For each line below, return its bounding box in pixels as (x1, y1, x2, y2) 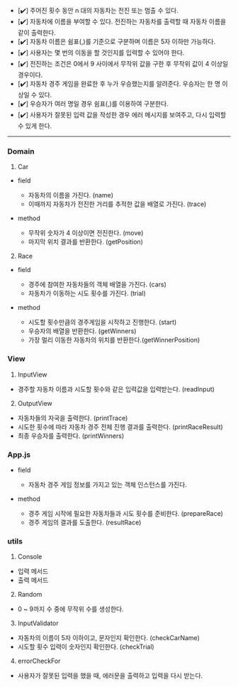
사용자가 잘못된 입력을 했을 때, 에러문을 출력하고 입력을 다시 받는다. (17, 671, 203, 680)
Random (17, 590, 42, 599)
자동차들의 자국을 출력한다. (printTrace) (17, 413, 128, 422)
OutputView (17, 399, 53, 407)
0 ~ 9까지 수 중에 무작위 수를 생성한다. (17, 605, 124, 613)
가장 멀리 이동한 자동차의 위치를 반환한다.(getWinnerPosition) (28, 336, 200, 345)
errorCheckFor (17, 656, 61, 666)
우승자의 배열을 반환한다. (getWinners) (28, 327, 137, 335)
